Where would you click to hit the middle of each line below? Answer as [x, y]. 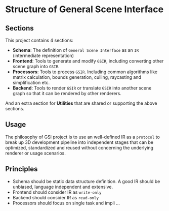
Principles [22, 169]
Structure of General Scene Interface [84, 9]
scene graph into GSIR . [36, 66]
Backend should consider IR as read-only [56, 197]
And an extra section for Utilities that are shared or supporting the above [81, 103]
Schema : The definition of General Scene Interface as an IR [76, 50]
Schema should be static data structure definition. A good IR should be [86, 181]
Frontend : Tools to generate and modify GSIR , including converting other [88, 61]
